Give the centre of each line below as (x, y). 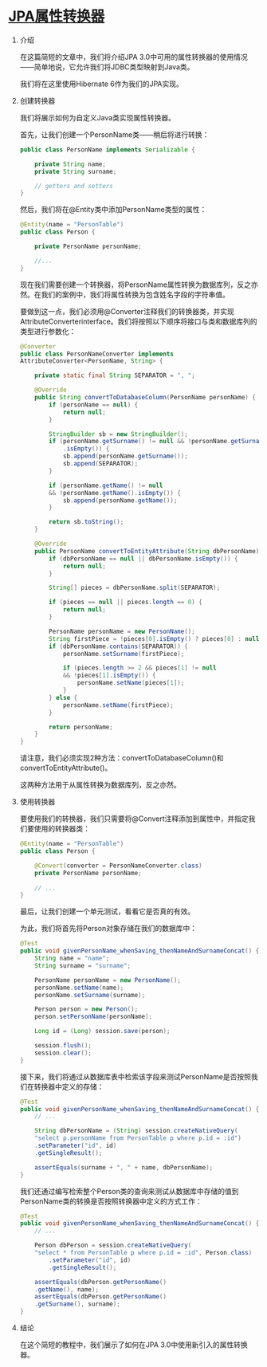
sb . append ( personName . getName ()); (120, 500)
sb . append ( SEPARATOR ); (100, 464)
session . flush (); (63, 1046)
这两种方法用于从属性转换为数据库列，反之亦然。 (100, 785)
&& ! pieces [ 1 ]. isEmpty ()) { (109, 676)
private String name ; (70, 164)
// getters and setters (74, 186)
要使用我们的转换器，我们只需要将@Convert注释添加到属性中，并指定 (134, 819)
